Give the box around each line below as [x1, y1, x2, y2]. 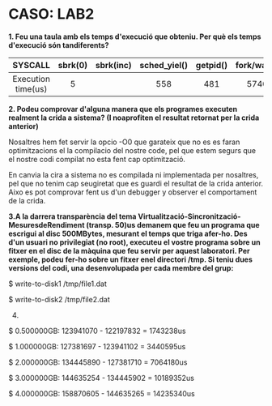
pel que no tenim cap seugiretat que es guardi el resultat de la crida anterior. [8, 178, 264, 188]
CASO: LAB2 [8, 5, 95, 24]
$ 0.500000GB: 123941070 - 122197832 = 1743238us [8, 326, 186, 335]
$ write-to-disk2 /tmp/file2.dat [8, 294, 111, 304]
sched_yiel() [139, 59, 189, 71]
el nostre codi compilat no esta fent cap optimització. [8, 154, 186, 164]
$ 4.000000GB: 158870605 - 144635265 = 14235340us [8, 388, 196, 398]
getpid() [195, 59, 228, 71]
